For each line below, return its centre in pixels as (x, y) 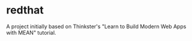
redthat (25, 10)
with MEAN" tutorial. (31, 32)
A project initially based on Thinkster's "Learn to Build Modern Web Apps (96, 26)
